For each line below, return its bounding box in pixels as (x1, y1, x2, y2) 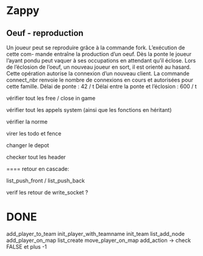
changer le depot (6, 142, 50, 149)
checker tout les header (6, 153, 66, 161)
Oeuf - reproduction (6, 28, 84, 38)
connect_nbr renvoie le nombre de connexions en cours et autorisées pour (6, 77, 193, 83)
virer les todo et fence (6, 130, 62, 137)
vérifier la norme (6, 118, 48, 125)
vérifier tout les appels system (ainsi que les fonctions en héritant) (6, 106, 172, 113)
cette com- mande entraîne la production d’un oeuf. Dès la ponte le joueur (6, 50, 192, 58)
